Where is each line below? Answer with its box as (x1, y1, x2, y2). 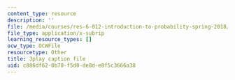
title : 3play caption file (7, 56, 86, 63)
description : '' (7, 17, 55, 24)
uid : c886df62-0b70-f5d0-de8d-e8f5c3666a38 (7, 62, 136, 69)
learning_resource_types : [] (7, 36, 92, 43)
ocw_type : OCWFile (7, 42, 61, 49)
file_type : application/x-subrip (7, 29, 105, 37)
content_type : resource (7, 10, 77, 17)
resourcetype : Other (7, 49, 68, 56)
